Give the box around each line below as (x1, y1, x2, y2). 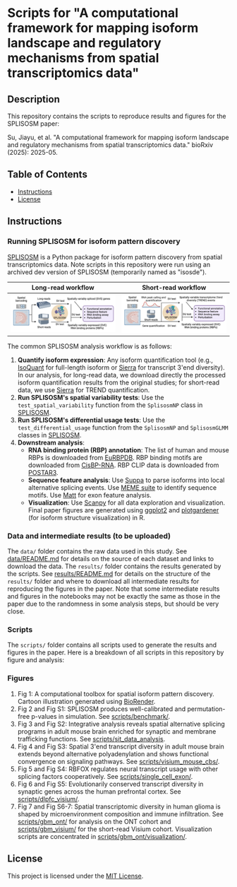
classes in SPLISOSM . (17, 430, 82, 439)
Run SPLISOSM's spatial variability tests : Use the (17, 393, 164, 401)
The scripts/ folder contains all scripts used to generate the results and (7, 641, 217, 650)
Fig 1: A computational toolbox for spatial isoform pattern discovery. (17, 689, 214, 698)
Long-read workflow (31, 283, 95, 291)
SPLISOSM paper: (7, 119, 60, 128)
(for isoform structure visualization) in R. (28, 513, 146, 522)
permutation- (186, 705, 226, 713)
